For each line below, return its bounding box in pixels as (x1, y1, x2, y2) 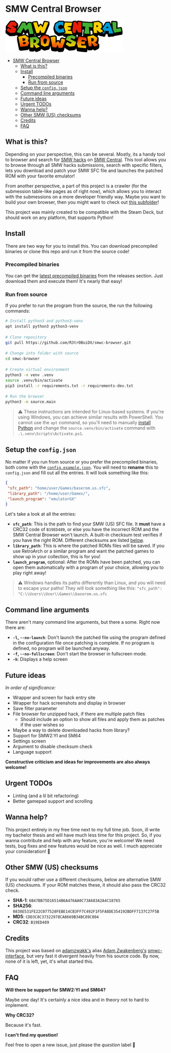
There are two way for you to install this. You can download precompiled (5, 243, 158, 249)
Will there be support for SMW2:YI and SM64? (5, 987, 106, 993)
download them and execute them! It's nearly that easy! (5, 278, 123, 284)
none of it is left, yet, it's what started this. (5, 958, 94, 964)
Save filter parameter (12, 705, 58, 711)
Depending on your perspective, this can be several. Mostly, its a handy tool (5, 151, 165, 157)
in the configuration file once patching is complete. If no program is (12, 640, 155, 646)
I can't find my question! (5, 1032, 58, 1038)
